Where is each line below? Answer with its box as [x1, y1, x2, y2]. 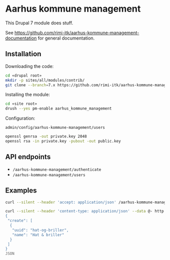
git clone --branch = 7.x [5, 82, 56, 88]
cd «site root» [5, 101, 37, 106]
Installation [5, 50, 41, 58]
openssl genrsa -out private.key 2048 [5, 134, 87, 139]
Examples [5, 186, 37, 195]
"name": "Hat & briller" [12, 232, 65, 237]
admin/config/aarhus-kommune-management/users [5, 125, 105, 130]
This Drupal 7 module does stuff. [5, 20, 73, 26]
